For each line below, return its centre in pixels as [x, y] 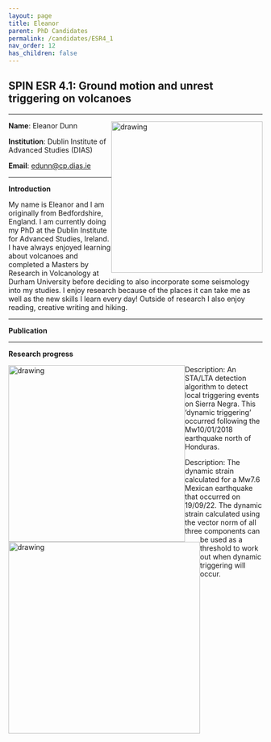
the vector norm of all [221, 522]
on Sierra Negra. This [221, 404]
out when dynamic [231, 556]
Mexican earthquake [219, 488]
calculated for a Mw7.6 [223, 479]
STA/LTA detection [216, 378]
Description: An [211, 369]
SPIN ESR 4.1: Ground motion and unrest [111, 86]
